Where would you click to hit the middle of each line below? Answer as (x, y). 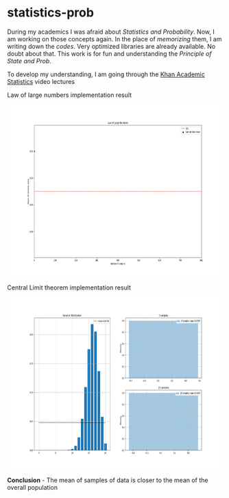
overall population (33, 487)
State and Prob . (29, 61)
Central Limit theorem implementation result (69, 288)
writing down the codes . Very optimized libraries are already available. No (111, 46)
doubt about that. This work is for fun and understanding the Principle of (109, 54)
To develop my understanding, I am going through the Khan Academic (106, 74)
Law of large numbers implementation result (70, 95)
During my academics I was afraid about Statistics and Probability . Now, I (111, 32)
